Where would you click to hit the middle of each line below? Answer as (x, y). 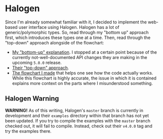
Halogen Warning (32, 99)
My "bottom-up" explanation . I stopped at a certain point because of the (84, 52)
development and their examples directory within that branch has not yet (77, 116)
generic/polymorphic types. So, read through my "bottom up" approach (77, 32)
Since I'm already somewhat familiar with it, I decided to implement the (76, 22)
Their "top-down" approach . (40, 68)
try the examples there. (28, 131)
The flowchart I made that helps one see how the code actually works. (82, 73)
